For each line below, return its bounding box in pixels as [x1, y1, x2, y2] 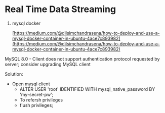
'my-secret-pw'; [19, 91, 54, 97]
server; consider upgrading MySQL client [5, 61, 91, 67]
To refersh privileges [19, 97, 63, 103]
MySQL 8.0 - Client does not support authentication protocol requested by [5, 55, 160, 62]
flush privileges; [19, 102, 54, 108]
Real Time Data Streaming [5, 4, 116, 15]
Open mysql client [12, 81, 50, 87]
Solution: [5, 71, 23, 77]
